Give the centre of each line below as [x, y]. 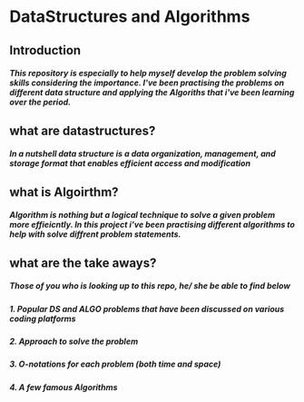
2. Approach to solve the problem [74, 341]
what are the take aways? [83, 263]
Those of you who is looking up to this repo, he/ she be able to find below [150, 286]
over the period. [40, 103]
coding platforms [43, 319]
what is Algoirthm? [64, 192]
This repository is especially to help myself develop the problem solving [148, 74]
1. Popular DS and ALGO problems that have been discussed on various [147, 309]
